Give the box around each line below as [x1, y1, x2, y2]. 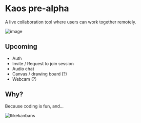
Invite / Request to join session [12, 60, 74, 66]
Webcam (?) [12, 76, 37, 82]
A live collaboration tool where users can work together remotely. [5, 19, 137, 25]
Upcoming [5, 42, 38, 51]
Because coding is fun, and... [5, 103, 64, 109]
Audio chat [12, 66, 34, 71]
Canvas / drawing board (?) [12, 71, 67, 77]
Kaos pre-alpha [5, 3, 69, 14]
